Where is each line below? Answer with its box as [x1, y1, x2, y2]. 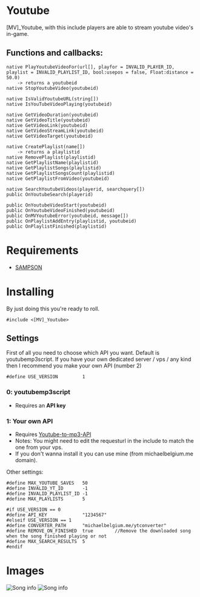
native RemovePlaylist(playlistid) [6, 154, 96, 160]
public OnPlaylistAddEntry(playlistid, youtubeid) [6, 218, 137, 224]
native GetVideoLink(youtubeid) [6, 122, 88, 128]
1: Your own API [6, 417, 53, 425]
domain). [15, 457, 38, 464]
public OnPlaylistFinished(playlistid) [6, 223, 107, 230]
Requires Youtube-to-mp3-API [15, 431, 92, 438]
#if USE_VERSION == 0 [6, 507, 61, 513]
